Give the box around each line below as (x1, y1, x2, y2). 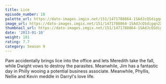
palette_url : (5, 16, 32, 21)
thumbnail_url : (5, 26, 37, 31)
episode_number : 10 (5, 12, 45, 17)
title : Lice (5, 7, 30, 12)
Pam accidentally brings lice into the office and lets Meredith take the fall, (5, 57, 155, 63)
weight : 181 (5, 35, 30, 40)
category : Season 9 (5, 44, 45, 49)
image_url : (5, 21, 28, 26)
